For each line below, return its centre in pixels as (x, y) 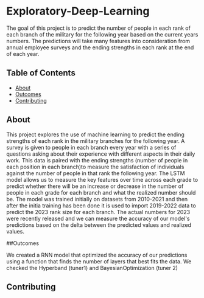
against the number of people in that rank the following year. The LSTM (96, 173)
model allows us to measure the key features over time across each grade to (102, 179)
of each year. (23, 54)
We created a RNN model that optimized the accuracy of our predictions (97, 255)
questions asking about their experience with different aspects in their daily (101, 154)
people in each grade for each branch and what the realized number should (101, 192)
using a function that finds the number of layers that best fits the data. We (99, 261)
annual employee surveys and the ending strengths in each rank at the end (100, 47)
